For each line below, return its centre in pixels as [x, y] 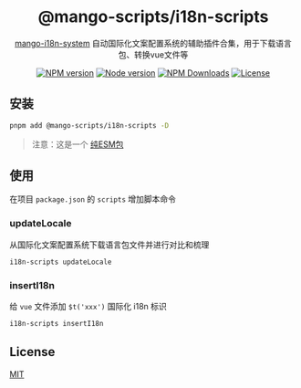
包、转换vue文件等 [153, 54]
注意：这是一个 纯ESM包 [78, 144]
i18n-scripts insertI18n [57, 323]
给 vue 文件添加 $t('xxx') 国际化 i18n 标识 [88, 306]
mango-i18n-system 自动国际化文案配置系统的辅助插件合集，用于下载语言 [153, 43]
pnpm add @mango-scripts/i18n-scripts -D [89, 125]
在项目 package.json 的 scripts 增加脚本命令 [93, 199]
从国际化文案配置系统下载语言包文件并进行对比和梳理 [109, 245]
